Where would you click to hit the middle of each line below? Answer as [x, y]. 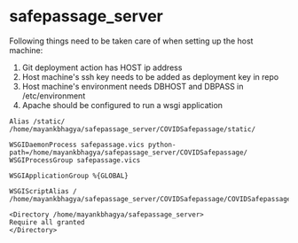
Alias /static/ [37, 121]
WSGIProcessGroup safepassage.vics [75, 160]
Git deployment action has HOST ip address [102, 67]
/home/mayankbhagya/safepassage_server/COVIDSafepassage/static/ [132, 129]
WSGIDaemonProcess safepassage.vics [77, 145]
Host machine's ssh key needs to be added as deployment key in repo [150, 76]
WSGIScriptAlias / [43, 191]
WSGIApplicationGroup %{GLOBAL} [69, 176]
